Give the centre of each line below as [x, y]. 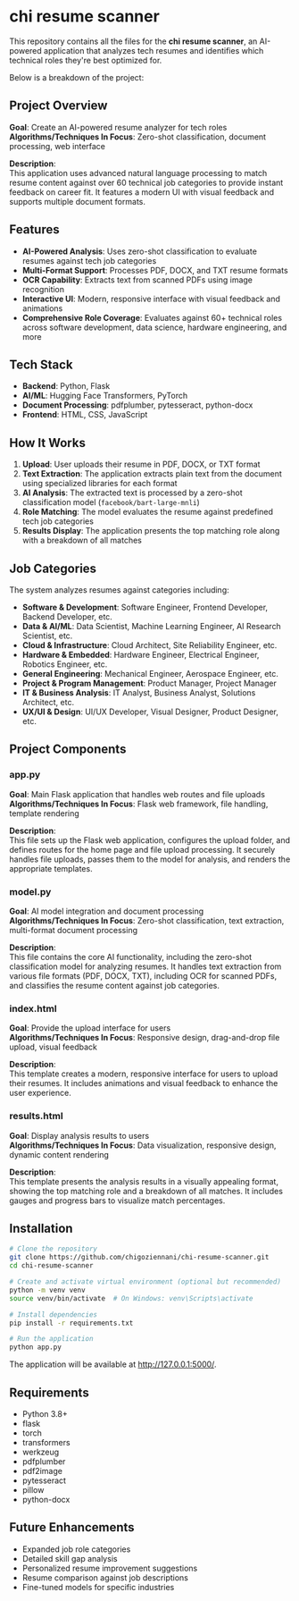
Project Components [68, 750]
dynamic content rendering [59, 1154]
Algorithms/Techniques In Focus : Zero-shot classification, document [137, 137]
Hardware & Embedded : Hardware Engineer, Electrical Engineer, [141, 655]
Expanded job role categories [76, 1549]
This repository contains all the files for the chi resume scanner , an [133, 41]
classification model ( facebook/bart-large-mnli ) [111, 502]
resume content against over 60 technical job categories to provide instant [146, 182]
